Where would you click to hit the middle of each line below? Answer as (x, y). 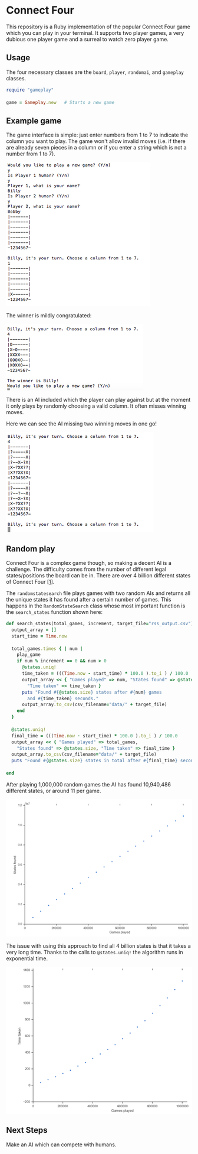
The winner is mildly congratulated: (49, 316)
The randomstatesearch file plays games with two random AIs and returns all (98, 593)
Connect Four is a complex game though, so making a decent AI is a (89, 563)
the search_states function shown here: (55, 612)
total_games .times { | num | (47, 648)
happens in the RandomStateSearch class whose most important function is (96, 606)
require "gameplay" (30, 90)
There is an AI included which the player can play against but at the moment (98, 400)
